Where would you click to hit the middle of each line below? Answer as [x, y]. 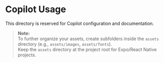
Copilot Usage [36, 9]
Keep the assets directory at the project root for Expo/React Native [87, 49]
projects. [27, 55]
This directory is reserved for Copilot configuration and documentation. [80, 23]
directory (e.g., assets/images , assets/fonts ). [65, 44]
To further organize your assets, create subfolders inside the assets [88, 39]
